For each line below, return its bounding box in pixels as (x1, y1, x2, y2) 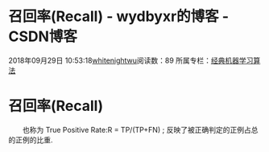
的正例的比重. (8, 134, 54, 145)
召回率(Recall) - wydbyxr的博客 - (8, 7, 230, 26)
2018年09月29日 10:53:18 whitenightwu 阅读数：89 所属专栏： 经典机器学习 (8, 55, 254, 65)
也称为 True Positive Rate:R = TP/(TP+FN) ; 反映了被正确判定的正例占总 (23, 125, 259, 134)
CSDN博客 (8, 27, 78, 46)
